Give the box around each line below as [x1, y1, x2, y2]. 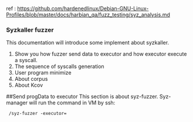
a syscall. [14, 57, 38, 64]
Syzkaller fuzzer [6, 26, 54, 34]
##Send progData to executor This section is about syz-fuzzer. [6, 93, 158, 100]
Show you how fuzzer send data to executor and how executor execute [14, 50, 187, 57]
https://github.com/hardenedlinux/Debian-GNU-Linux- [17, 5, 149, 12]
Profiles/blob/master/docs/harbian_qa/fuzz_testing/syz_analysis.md [6, 11, 170, 18]
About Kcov [14, 82, 43, 89]
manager [6, 99, 28, 106]
